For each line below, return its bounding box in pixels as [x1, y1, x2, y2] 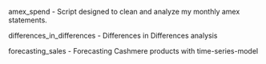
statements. [8, 15, 48, 25]
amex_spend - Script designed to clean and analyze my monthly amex [8, 7, 240, 16]
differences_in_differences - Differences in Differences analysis [8, 31, 218, 40]
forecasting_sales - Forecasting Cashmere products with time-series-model [8, 46, 259, 55]
